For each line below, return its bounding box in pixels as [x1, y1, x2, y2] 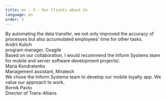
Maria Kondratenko [5, 63, 45, 69]
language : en [5, 12, 33, 17]
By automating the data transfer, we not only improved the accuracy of [5, 31, 154, 37]
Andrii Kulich [5, 42, 32, 48]
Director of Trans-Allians [5, 90, 57, 96]
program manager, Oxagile [5, 47, 62, 53]
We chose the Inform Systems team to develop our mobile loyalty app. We [5, 74, 161, 80]
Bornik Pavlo [5, 85, 32, 91]
